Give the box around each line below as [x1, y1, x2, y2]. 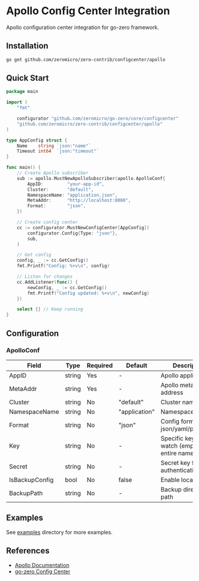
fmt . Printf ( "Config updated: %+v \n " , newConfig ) [27, 290, 150, 296]
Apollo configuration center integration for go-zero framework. [6, 24, 159, 31]
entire [161, 449, 177, 457]
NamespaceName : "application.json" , [27, 192, 118, 198]
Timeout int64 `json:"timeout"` [17, 148, 99, 155]
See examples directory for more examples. [6, 528, 113, 535]
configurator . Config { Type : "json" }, [27, 230, 118, 236]
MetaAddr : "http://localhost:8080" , [27, 197, 131, 204]
